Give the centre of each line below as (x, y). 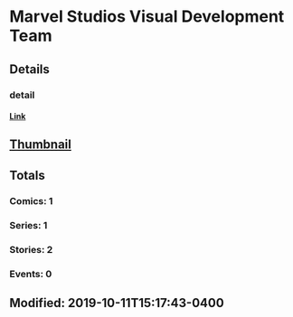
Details (29, 69)
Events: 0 (31, 274)
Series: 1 (28, 225)
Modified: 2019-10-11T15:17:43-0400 (117, 303)
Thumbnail (41, 145)
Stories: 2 (31, 249)
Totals (27, 175)
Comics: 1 (31, 200)
